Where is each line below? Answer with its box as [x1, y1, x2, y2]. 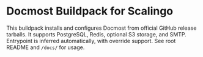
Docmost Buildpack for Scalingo [6, 4, 174, 18]
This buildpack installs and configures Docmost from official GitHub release [6, 24, 197, 32]
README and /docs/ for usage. [6, 44, 85, 51]
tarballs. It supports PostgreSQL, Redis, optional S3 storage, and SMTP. [6, 30, 186, 38]
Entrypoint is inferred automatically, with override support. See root [6, 37, 176, 44]
